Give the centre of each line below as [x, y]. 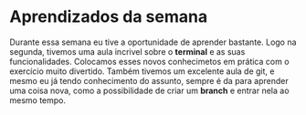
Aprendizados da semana [109, 17]
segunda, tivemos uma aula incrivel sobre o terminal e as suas [127, 51]
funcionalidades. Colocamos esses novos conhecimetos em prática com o [149, 61]
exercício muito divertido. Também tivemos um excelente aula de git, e [142, 71]
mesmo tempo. [38, 100]
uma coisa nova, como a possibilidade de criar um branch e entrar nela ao [149, 90]
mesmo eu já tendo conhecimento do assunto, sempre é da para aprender [149, 80]
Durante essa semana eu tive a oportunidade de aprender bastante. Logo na [153, 42]
